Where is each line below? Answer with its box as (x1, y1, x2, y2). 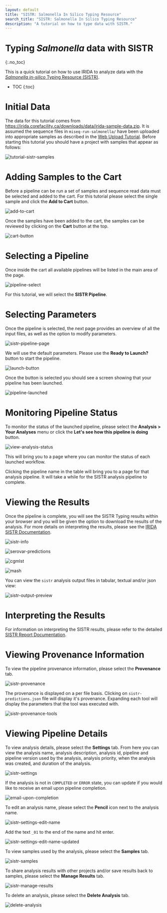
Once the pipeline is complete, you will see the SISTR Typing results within (5, 513, 159, 519)
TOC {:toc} (12, 84, 35, 90)
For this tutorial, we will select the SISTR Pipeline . (5, 291, 107, 297)
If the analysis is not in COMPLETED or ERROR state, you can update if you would (5, 779, 163, 786)
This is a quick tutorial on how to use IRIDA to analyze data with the (5, 69, 144, 75)
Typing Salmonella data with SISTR (5, 43, 154, 54)
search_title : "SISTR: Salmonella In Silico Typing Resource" (5, 16, 137, 21)
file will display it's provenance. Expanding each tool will (42, 695, 158, 701)
